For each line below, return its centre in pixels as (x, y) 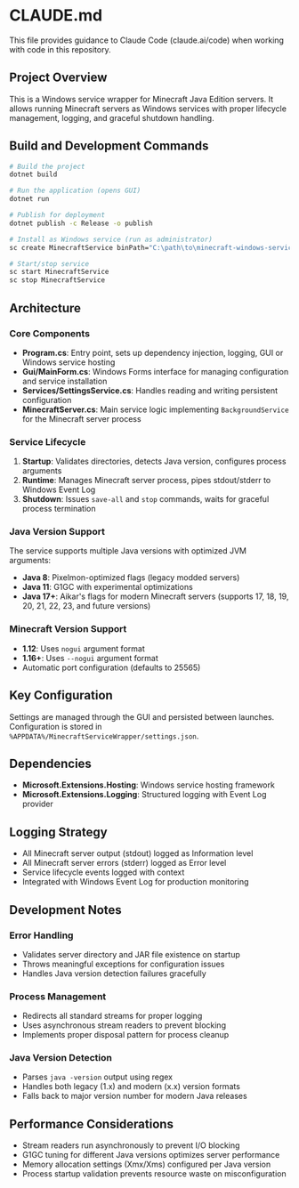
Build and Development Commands (109, 146)
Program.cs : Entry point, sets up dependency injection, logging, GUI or (153, 352)
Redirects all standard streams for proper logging (112, 1016)
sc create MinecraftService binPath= (79, 247)
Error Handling (41, 935)
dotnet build (33, 174)
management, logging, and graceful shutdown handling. (112, 117)
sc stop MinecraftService (57, 280)
